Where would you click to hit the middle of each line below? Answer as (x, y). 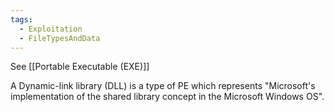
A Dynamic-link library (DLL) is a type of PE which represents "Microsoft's (163, 86)
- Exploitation (51, 29)
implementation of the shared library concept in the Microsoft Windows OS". (167, 97)
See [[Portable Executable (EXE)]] (80, 67)
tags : (21, 19)
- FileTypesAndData (60, 38)
